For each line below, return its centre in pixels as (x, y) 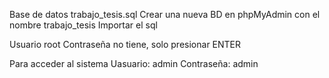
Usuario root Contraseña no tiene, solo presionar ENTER (125, 44)
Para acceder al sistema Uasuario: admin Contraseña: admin (134, 63)
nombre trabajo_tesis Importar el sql (83, 25)
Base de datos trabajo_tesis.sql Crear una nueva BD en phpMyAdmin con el (165, 14)
